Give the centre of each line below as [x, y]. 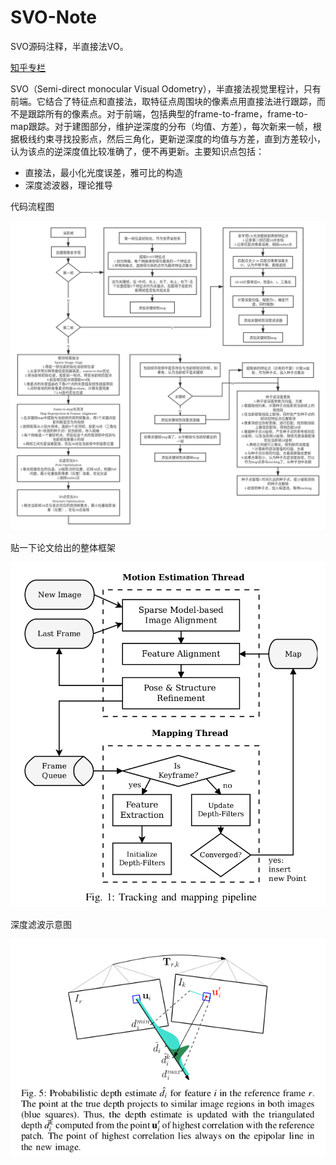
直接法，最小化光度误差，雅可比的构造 [103, 172]
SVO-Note [53, 17]
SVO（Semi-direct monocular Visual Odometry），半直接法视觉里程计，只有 [166, 88]
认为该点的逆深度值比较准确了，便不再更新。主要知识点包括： [137, 151]
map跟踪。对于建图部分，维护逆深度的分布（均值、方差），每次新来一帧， [161, 126]
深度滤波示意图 [41, 925]
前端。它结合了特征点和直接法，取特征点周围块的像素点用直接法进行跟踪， [163, 101]
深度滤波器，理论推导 [68, 185]
